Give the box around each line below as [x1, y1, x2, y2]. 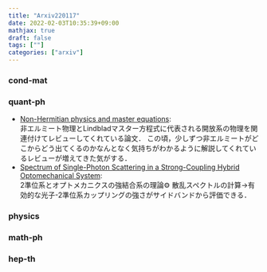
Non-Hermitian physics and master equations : [19, 115, 171, 124]
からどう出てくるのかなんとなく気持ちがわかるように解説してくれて [26, 144, 249, 153]
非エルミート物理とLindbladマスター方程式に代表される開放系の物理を [19, 124, 251, 134]
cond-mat [8, 75, 48, 86]
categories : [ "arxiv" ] [8, 49, 84, 56]
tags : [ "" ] [8, 41, 45, 49]
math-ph [8, 232, 43, 243]
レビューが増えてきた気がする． [26, 153, 132, 163]
